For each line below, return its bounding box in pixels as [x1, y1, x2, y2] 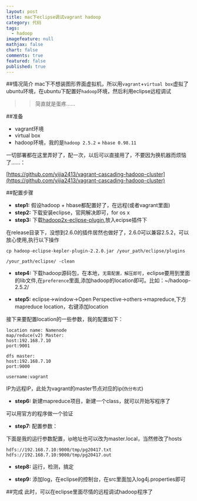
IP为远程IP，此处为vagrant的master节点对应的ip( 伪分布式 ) [6, 385, 143, 392]
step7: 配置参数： [14, 423, 58, 430]
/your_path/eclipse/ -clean [6, 258, 75, 264]
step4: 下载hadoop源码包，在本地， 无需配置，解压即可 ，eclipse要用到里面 [14, 270, 191, 277]
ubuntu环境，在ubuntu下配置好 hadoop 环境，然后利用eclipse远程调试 [6, 88, 172, 95]
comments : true [6, 53, 44, 58]
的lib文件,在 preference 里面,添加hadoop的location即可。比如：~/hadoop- [14, 277, 191, 284]
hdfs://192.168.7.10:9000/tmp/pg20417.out [6, 452, 112, 458]
